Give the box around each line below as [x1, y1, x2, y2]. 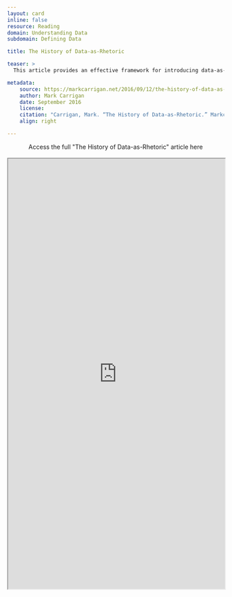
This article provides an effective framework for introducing [13, 67, 198, 74]
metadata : [7, 79, 36, 86]
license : [19, 105, 45, 112]
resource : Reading [7, 23, 60, 30]
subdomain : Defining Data [7, 36, 81, 43]
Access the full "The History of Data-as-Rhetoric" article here [28, 143, 203, 151]
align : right [19, 118, 57, 125]
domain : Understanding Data [7, 29, 88, 36]
